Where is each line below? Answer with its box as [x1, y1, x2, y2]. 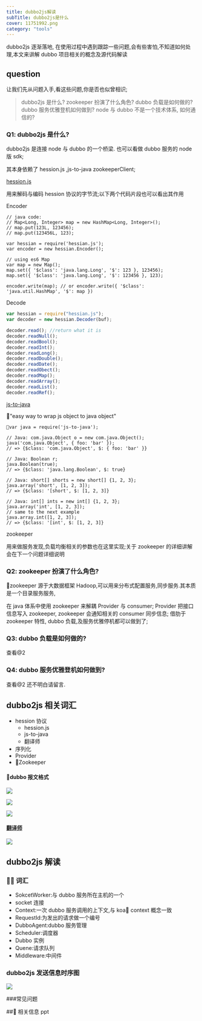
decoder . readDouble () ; [6, 355, 64, 362]
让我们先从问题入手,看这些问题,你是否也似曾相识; [6, 86, 128, 93]
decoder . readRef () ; [6, 389, 56, 396]
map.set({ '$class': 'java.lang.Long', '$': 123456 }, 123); [6, 272, 164, 279]
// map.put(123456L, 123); [6, 230, 74, 237]
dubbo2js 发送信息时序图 [6, 969, 80, 977]
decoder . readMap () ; [6, 372, 56, 379]
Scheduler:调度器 [15, 929, 59, 937]
